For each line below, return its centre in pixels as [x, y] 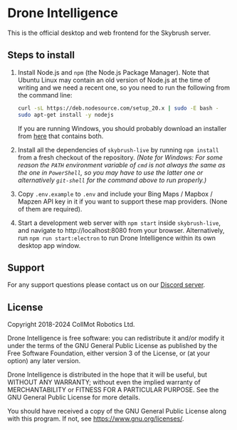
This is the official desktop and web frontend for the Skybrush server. [109, 33]
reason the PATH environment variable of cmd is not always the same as [121, 164]
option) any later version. [44, 361]
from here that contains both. [60, 136]
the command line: [45, 95]
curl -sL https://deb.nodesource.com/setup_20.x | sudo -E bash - [118, 108]
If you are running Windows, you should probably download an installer [122, 128]
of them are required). [50, 209]
